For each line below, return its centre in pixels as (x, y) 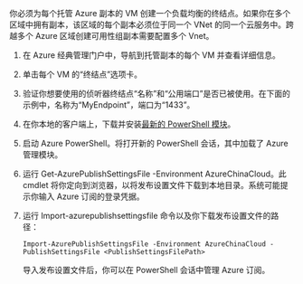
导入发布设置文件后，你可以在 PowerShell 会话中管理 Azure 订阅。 (146, 270)
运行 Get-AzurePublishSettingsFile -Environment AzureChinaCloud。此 (154, 174)
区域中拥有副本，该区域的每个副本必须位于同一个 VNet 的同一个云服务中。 (148, 24)
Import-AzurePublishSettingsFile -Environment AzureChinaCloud (144, 244)
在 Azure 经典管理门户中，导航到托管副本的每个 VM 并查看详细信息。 (151, 55)
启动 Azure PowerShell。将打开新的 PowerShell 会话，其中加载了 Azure (155, 143)
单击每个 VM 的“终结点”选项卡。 (82, 74)
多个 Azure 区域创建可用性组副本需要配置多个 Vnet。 (115, 36)
